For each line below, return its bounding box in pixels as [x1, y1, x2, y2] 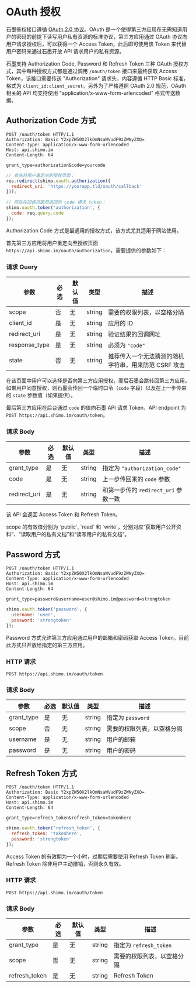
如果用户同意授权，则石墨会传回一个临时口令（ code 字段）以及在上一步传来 [6, 385, 187, 392]
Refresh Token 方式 [6, 768, 78, 778]
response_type [9, 341, 50, 349]
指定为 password [106, 713, 150, 722]
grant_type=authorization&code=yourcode [6, 162, 106, 168]
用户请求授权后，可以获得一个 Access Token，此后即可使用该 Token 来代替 [6, 40, 187, 47]
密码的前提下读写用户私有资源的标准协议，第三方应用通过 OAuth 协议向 [16, 33, 188, 40]
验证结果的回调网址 [107, 330, 161, 338]
